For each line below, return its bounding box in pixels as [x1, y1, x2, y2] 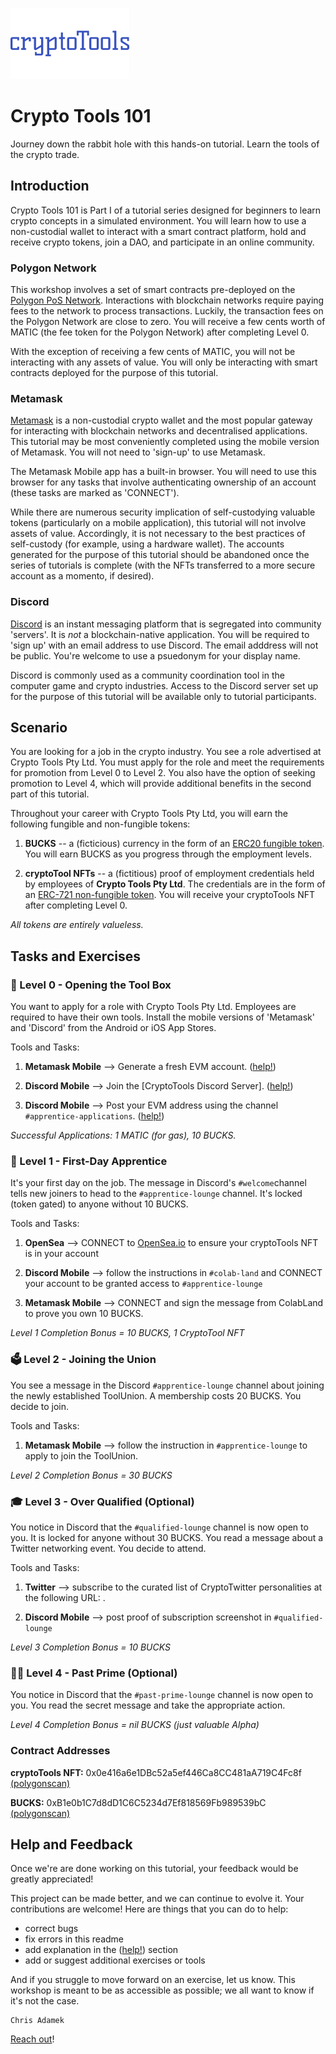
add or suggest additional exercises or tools [24, 1954, 206, 1967]
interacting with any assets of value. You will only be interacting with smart [10, 356, 318, 368]
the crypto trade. [10, 148, 80, 160]
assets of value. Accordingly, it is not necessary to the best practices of [10, 528, 306, 540]
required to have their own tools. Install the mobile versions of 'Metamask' [10, 1011, 315, 1023]
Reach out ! [10, 2033, 55, 2045]
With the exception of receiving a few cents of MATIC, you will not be [10, 346, 296, 358]
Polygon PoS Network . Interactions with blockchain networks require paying [10, 294, 325, 307]
